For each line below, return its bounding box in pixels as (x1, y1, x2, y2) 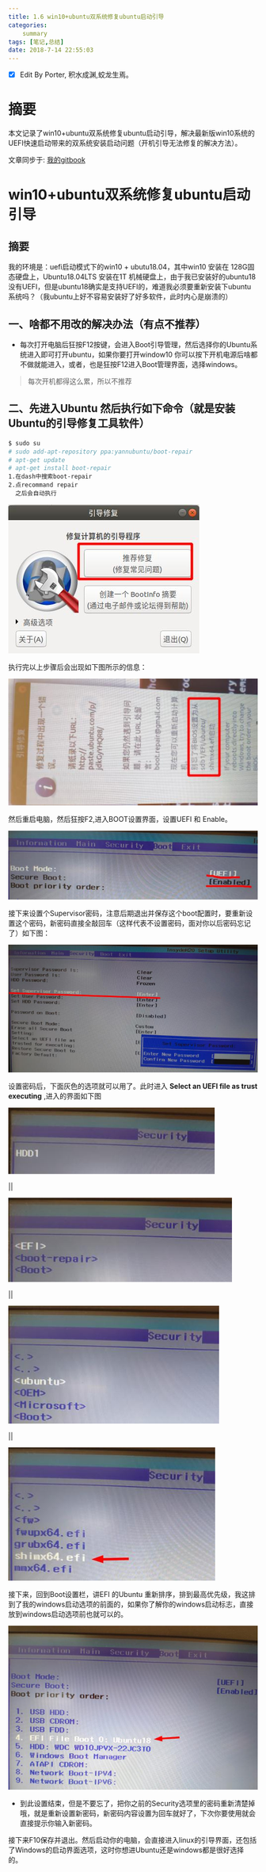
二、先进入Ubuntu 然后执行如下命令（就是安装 (8, 402, 236, 415)
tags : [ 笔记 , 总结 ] (8, 38, 65, 46)
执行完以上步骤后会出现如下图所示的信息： (8, 662, 147, 671)
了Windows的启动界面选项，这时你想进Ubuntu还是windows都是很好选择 (8, 1845, 245, 1855)
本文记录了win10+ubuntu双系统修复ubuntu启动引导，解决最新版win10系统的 (8, 128, 255, 138)
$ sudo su (8, 439, 41, 447)
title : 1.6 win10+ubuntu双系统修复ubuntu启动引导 (8, 13, 165, 21)
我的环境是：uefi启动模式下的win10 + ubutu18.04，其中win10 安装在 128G (8, 262, 248, 272)
